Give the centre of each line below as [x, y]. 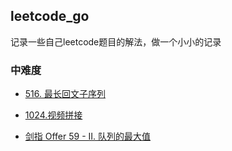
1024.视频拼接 [53, 115]
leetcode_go [50, 16]
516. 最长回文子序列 [65, 94]
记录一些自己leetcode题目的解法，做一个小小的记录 [116, 41]
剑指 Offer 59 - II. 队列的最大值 [88, 136]
